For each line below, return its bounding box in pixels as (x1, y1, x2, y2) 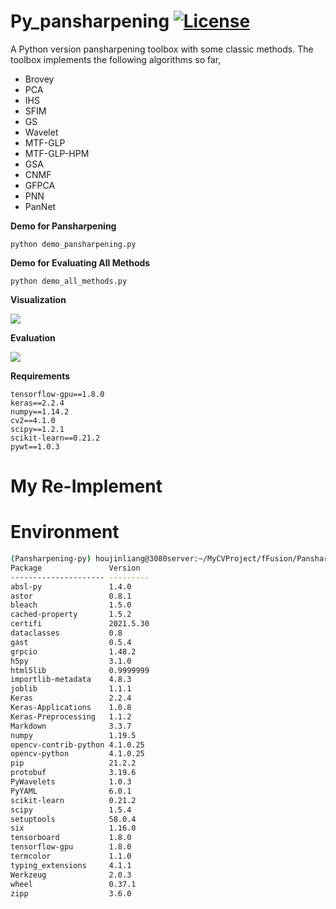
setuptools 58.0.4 (10, 814, 137, 824)
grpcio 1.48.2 (10, 646, 137, 657)
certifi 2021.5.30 (10, 619, 150, 629)
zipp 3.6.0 (10, 888, 132, 899)
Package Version (10, 563, 141, 573)
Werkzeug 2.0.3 (10, 870, 132, 880)
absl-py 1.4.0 (10, 581, 132, 592)
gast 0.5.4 (10, 637, 132, 647)
